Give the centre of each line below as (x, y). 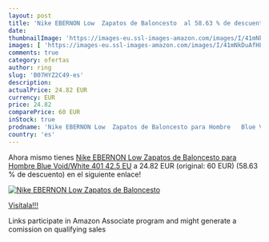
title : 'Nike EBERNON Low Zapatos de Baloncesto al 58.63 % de (119, 23)
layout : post (30, 16)
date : (17, 30)
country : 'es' (32, 134)
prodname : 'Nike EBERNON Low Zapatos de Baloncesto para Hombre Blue (132, 127)
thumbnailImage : (35, 38)
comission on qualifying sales (57, 229)
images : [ (25, 46)
